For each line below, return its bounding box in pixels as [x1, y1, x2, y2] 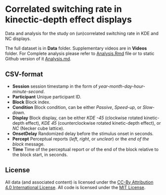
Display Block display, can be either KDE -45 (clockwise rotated [12, 115, 143, 121]
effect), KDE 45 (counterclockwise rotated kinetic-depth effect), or [25, 120, 161, 126]
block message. [12, 141, 45, 147]
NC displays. [5, 36, 31, 42]
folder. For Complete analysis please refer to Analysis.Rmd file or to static [5, 50, 155, 56]
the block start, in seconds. [12, 151, 68, 157]
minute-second [12, 88, 43, 95]
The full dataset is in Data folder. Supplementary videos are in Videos [5, 45, 147, 51]
